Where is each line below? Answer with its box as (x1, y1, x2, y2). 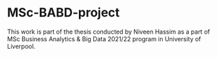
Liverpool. (7, 42, 36, 50)
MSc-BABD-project (7, 5, 120, 21)
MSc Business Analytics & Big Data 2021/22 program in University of (7, 34, 201, 43)
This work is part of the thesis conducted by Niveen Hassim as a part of (7, 27, 211, 36)
